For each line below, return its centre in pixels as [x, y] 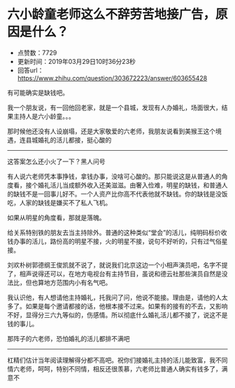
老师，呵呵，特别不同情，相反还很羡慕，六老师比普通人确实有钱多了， [120, 368]
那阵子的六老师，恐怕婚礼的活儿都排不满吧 [69, 338]
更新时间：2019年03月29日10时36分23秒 [77, 61]
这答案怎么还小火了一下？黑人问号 [56, 161]
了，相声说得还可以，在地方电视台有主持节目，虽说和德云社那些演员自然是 [114, 274]
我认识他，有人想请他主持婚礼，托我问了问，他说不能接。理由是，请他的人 [114, 297]
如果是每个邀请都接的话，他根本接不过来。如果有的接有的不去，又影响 [127, 306]
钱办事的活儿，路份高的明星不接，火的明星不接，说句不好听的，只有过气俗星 [117, 241]
